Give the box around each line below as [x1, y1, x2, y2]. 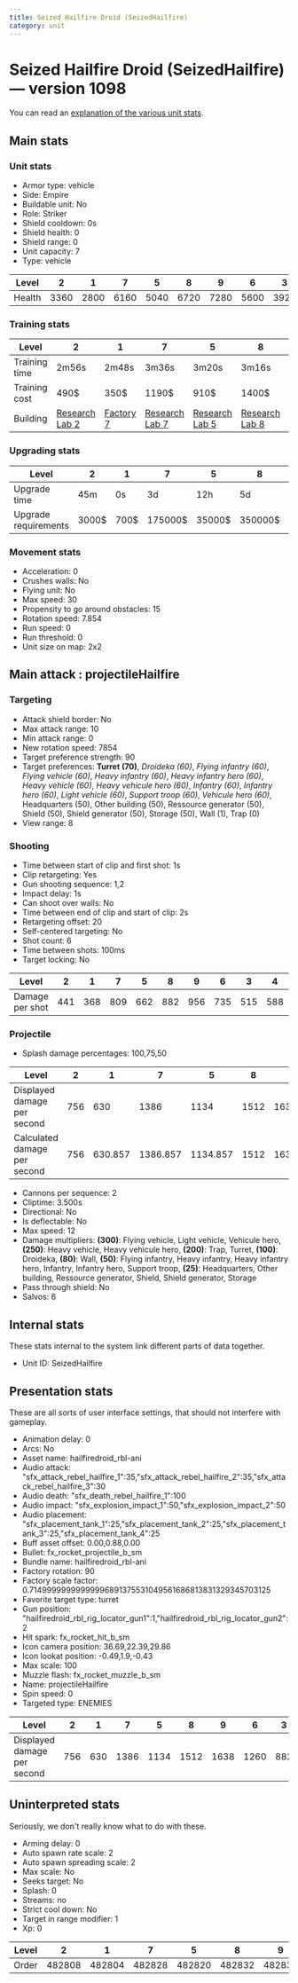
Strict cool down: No [21, 1904, 98, 1915]
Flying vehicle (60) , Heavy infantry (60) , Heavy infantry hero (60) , [21, 770, 264, 781]
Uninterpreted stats [9, 1798, 120, 1813]
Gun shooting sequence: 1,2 [21, 879, 125, 889]
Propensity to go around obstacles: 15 [21, 604, 161, 615]
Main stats [9, 133, 69, 148]
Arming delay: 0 [21, 1837, 81, 1848]
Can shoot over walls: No [21, 898, 114, 908]
